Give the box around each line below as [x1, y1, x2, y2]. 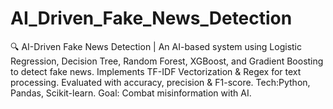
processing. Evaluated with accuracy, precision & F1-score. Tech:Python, [10, 76, 311, 88]
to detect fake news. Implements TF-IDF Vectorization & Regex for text [10, 65, 302, 77]
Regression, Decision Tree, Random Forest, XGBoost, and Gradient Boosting [10, 55, 324, 67]
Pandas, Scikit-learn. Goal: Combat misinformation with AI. [10, 87, 252, 99]
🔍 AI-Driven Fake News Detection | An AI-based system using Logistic [10, 40, 303, 52]
